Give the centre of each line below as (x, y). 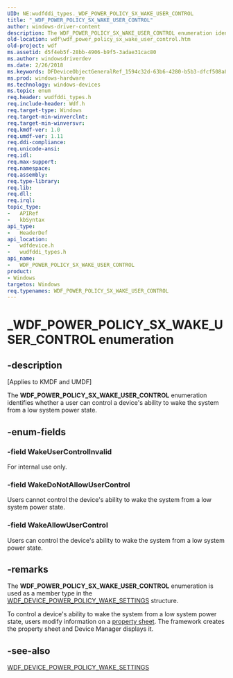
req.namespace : (29, 168)
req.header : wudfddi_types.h (49, 98)
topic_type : (24, 207)
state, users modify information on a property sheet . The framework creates (116, 622)
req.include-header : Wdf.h (46, 104)
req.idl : (20, 156)
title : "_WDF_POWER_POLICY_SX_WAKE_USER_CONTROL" (80, 20)
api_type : (21, 226)
